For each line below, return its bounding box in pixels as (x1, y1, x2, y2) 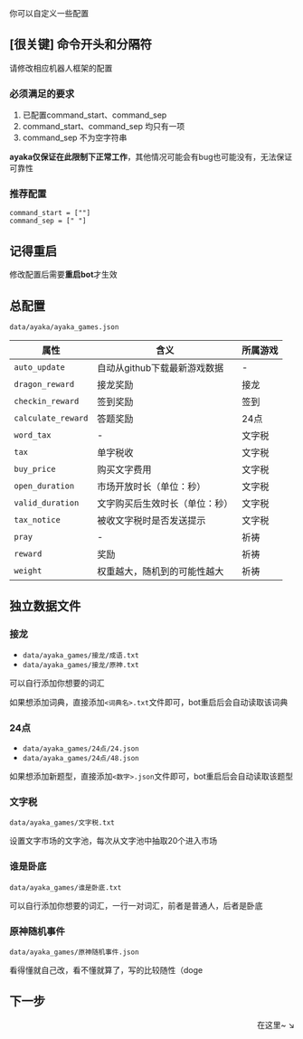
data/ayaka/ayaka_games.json (9, 323, 119, 332)
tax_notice (14, 515, 61, 525)
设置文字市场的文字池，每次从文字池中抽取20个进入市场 (9, 836, 218, 846)
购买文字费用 (96, 464, 152, 477)
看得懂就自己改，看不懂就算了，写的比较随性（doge (9, 964, 204, 975)
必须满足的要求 (9, 87, 75, 99)
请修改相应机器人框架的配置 (9, 62, 113, 73)
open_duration (14, 481, 75, 491)
